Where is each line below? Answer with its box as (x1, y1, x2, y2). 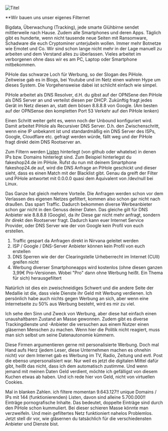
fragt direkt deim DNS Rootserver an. (5, 139, 82, 145)
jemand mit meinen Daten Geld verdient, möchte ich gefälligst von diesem (5, 369, 158, 374)
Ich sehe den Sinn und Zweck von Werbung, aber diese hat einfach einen (5, 311, 157, 316)
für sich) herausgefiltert (12, 275, 62, 281)
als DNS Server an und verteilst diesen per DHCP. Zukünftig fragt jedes (5, 97, 152, 103)
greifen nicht (12, 259, 39, 265)
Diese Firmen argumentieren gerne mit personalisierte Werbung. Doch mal (5, 342, 159, 348)
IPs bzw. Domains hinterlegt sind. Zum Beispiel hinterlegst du (5, 154, 132, 160)
